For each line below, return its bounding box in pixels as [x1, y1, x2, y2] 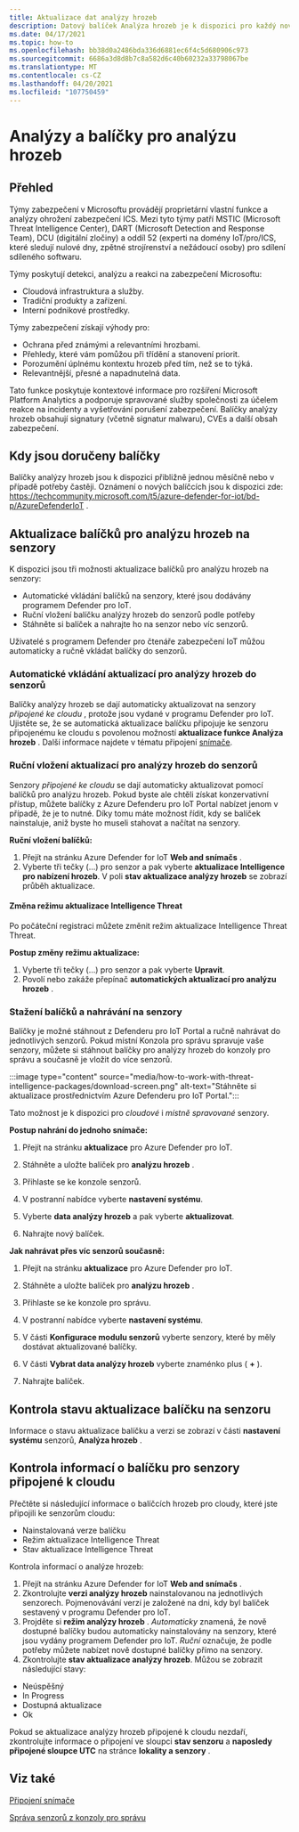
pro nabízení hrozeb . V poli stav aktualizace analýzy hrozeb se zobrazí [21, 870, 287, 882]
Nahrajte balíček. [21, 1376, 85, 1387]
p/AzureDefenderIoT [9, 501, 85, 511]
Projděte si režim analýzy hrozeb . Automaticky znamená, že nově [21, 1616, 267, 1626]
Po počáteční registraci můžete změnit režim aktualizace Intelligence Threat [9, 920, 287, 931]
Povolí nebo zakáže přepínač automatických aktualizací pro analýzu [21, 973, 278, 984]
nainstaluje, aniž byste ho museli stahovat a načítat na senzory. [9, 817, 241, 828]
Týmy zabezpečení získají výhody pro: [9, 322, 149, 332]
